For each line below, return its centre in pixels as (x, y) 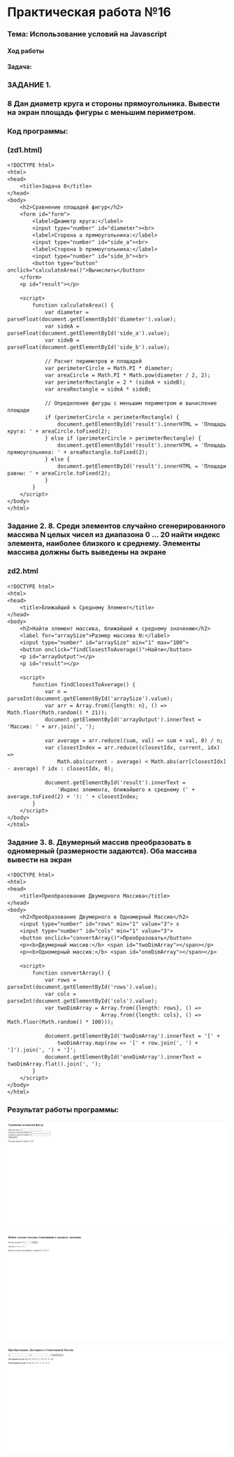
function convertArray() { (72, 973)
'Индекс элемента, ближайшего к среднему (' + (126, 789)
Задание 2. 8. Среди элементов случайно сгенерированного (116, 526)
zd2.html (23, 571)
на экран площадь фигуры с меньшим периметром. (102, 113)
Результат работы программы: (63, 1109)
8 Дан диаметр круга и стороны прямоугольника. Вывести (114, 104)
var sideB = (62, 340)
